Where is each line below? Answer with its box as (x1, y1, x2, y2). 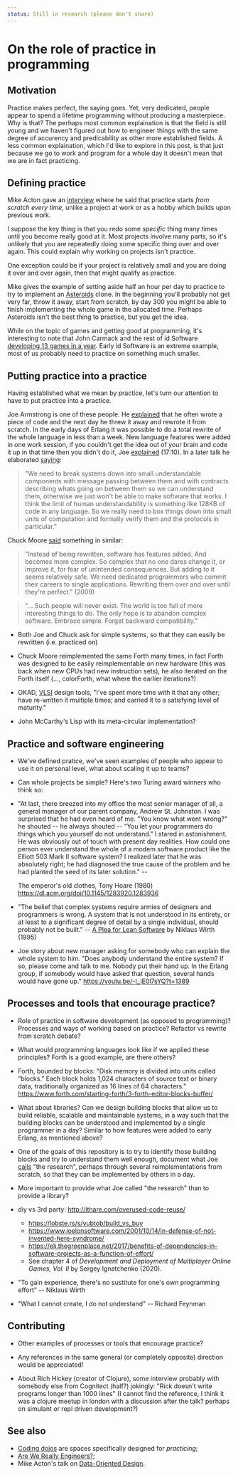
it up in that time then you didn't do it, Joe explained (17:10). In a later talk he (7, 448, 230, 456)
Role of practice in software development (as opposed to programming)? (17, 1016, 231, 1025)
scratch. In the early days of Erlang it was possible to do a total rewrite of (7, 425, 222, 434)
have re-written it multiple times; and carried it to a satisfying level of (17, 695, 220, 705)
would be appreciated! (17, 1360, 84, 1369)
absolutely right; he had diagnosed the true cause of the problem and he (17, 860, 230, 868)
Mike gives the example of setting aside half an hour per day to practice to (7, 283, 225, 291)
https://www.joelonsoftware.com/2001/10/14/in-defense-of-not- (28, 1226, 217, 1235)
